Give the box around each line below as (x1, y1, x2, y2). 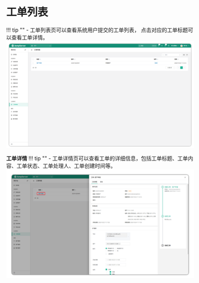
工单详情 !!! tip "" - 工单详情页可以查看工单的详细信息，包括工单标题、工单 (6, 155, 188, 162)
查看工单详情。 (11, 33, 48, 41)
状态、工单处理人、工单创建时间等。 (26, 162, 116, 170)
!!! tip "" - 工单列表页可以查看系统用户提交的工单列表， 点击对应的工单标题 (6, 26, 188, 33)
